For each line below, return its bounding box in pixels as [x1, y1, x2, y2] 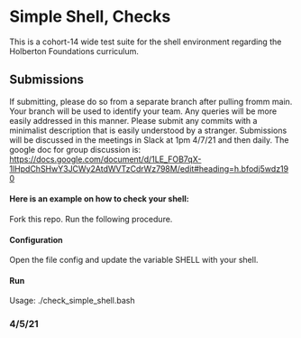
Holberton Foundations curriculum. [9, 45, 140, 56]
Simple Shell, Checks [9, 6, 171, 27]
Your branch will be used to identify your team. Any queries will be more [9, 106, 278, 117]
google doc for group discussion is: [9, 144, 141, 155]
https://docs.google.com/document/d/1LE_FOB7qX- [9, 154, 202, 164]
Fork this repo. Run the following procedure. [9, 213, 173, 224]
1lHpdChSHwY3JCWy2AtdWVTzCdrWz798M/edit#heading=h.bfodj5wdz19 [9, 163, 289, 174]
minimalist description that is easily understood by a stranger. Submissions [9, 125, 287, 136]
